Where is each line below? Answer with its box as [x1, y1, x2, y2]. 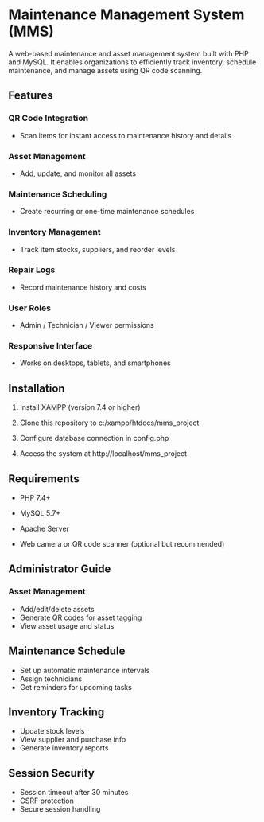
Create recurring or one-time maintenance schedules [19, 207, 195, 216]
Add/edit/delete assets [19, 604, 95, 614]
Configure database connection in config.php [19, 434, 169, 443]
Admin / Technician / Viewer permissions [19, 321, 154, 330]
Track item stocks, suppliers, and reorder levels [19, 244, 176, 254]
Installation [8, 381, 65, 395]
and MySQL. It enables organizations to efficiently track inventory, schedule [8, 57, 257, 67]
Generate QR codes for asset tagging [19, 613, 142, 622]
